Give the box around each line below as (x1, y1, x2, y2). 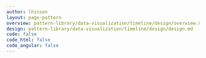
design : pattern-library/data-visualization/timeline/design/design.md (6, 25, 193, 32)
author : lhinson (6, 8, 48, 15)
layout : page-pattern (6, 14, 62, 21)
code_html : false (6, 37, 51, 43)
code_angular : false (6, 43, 59, 49)
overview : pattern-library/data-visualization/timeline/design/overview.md (6, 20, 204, 26)
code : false (6, 31, 37, 37)
